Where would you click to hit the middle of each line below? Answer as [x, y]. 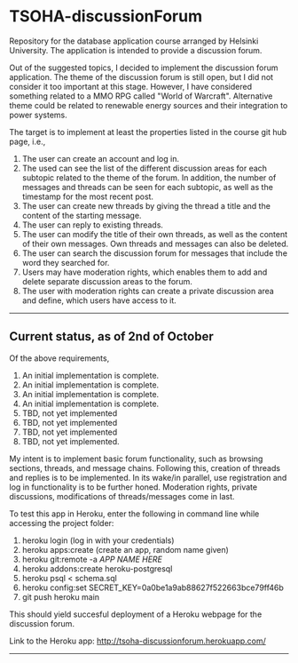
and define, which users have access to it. [99, 300]
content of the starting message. [82, 215]
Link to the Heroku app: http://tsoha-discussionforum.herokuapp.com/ [137, 641]
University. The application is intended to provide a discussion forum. [136, 50]
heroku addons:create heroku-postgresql [97, 568]
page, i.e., [27, 141]
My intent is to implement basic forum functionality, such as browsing [136, 459]
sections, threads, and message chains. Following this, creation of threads [145, 467]
